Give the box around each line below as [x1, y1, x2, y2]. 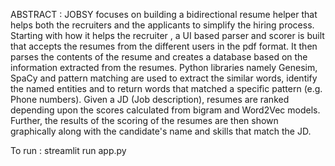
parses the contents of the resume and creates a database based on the [10, 51, 308, 63]
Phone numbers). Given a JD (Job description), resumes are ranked [10, 94, 290, 105]
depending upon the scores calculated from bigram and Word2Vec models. [10, 104, 321, 116]
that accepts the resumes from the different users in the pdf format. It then [10, 40, 318, 52]
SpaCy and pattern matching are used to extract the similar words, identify [10, 72, 318, 84]
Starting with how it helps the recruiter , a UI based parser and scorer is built [10, 30, 325, 41]
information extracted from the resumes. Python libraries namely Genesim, [10, 62, 318, 73]
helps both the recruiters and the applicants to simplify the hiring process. [10, 19, 315, 31]
